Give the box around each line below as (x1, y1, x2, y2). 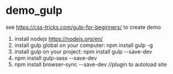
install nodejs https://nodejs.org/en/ (14, 35, 103, 42)
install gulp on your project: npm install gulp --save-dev (14, 48, 153, 55)
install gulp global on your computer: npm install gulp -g (14, 42, 153, 49)
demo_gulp (5, 4, 62, 17)
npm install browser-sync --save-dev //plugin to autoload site (14, 61, 167, 68)
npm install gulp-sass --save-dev (14, 54, 97, 61)
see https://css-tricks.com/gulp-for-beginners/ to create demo (5, 23, 162, 31)
